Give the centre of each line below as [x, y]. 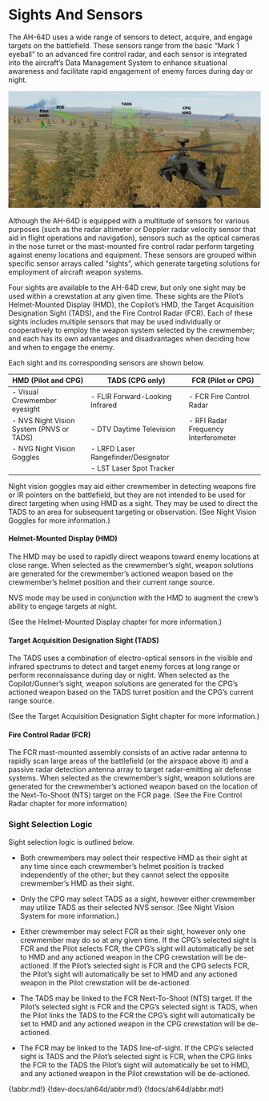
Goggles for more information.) [59, 520]
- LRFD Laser [113, 448]
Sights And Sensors [76, 15]
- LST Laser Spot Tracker [132, 468]
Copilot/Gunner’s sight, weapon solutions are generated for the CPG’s [123, 683]
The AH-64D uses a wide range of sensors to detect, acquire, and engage [131, 37]
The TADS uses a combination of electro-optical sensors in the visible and [130, 658]
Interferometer [213, 437]
